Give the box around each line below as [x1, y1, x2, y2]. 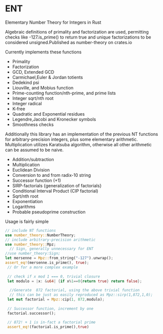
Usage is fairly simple [5, 218, 49, 224]
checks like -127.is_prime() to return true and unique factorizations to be [5, 34, 151, 40]
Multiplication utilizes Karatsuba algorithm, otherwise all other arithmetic [5, 141, 152, 147]
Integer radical [12, 100, 42, 106]
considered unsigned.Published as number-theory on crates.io [5, 39, 132, 45]
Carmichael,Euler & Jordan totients [12, 74, 83, 80]
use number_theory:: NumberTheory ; [5, 233, 76, 238]
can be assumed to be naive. [5, 147, 64, 153]
